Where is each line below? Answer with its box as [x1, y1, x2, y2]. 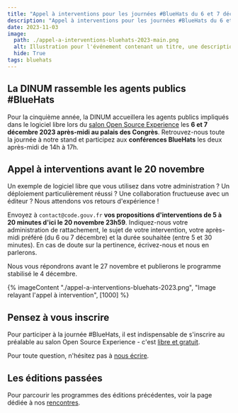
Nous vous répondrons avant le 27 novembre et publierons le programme [7, 262, 222, 271]
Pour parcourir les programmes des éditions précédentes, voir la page [7, 391, 212, 399]
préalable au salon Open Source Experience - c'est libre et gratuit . [7, 338, 200, 346]
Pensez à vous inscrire [7, 311, 110, 323]
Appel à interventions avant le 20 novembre [7, 163, 205, 175]
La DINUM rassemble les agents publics [7, 83, 186, 95]
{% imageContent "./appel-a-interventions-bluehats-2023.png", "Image [7, 283, 216, 292]
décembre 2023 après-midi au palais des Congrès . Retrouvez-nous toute [7, 128, 225, 136]
